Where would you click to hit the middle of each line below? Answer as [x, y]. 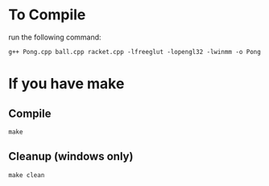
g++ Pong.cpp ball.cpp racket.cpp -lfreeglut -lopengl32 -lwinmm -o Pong [135, 52]
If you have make [66, 84]
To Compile [47, 15]
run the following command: [55, 37]
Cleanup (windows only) [71, 157]
